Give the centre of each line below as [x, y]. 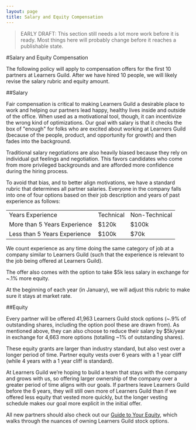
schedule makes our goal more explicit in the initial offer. [74, 403]
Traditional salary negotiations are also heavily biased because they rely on [97, 152]
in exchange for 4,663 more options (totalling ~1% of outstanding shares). [95, 337]
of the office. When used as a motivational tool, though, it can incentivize [94, 116]
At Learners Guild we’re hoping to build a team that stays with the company [97, 372]
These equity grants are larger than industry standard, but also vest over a [96, 348]
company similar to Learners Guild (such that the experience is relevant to [95, 254]
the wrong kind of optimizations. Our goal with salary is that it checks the [94, 122]
